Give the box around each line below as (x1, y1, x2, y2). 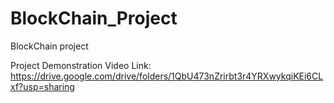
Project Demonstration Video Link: (10, 59, 152, 71)
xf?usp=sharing (10, 80, 75, 92)
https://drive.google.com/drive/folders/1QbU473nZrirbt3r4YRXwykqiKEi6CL (10, 70, 324, 82)
